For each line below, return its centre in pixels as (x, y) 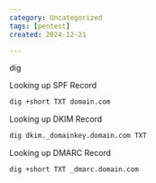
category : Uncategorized (56, 18)
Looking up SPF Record (53, 86)
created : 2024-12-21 (48, 34)
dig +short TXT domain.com (60, 102)
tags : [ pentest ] (40, 26)
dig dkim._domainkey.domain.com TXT (78, 136)
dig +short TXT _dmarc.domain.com (74, 169)
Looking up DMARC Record (60, 153)
